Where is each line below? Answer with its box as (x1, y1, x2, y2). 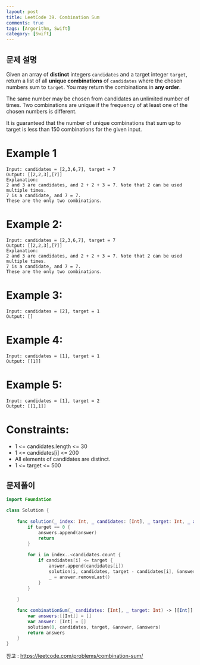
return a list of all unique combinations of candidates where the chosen (6, 77, 183, 84)
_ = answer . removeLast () (48, 574, 111, 580)
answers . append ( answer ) (37, 529, 97, 535)
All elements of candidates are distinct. (14, 455, 111, 462)
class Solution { (6, 507, 49, 514)
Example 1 (6, 147, 57, 160)
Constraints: (6, 422, 70, 436)
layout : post (6, 8, 39, 15)
